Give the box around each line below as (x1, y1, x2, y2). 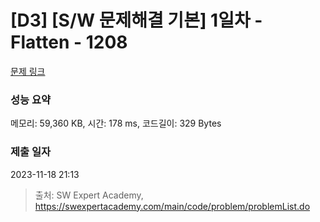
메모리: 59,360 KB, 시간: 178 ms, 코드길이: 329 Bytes (10, 117, 222, 130)
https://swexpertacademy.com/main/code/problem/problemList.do (34, 200, 311, 212)
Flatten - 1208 (10, 31, 128, 54)
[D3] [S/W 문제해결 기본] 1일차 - (10, 9, 263, 32)
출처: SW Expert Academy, (34, 189, 144, 201)
